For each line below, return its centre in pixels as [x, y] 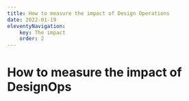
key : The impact [43, 32]
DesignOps [39, 87]
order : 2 [32, 39]
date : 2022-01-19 [32, 20]
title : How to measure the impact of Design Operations [88, 13]
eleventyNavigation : [37, 26]
